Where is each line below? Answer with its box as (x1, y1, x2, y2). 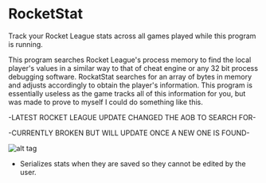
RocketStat (8, 5, 84, 23)
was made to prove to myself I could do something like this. (8, 97, 203, 107)
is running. (8, 39, 44, 49)
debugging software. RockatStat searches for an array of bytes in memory (8, 72, 252, 81)
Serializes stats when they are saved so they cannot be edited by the (19, 158, 246, 168)
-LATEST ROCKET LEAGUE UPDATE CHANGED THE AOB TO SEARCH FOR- (8, 112, 256, 122)
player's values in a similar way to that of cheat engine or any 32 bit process (8, 63, 259, 72)
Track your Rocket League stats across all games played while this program (8, 31, 256, 41)
